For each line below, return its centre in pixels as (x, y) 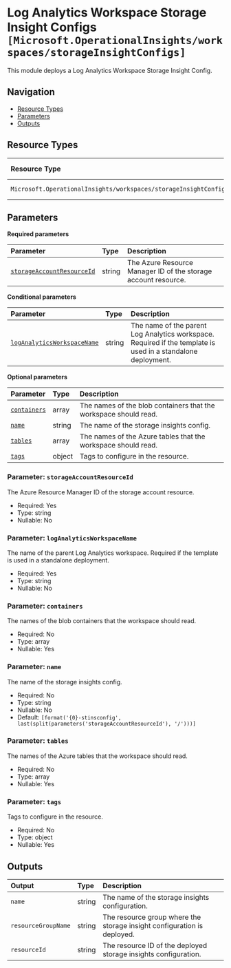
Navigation (31, 92)
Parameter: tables (38, 741)
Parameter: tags (34, 801)
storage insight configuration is (153, 925)
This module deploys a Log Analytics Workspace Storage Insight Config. (110, 70)
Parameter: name (34, 667)
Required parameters (38, 234)
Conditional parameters (42, 297)
